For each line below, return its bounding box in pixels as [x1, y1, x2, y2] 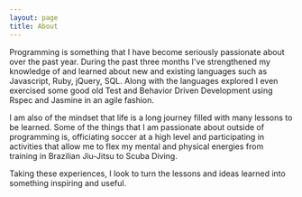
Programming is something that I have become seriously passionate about [9, 46, 286, 57]
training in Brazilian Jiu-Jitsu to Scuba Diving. [9, 150, 178, 161]
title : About [9, 22, 59, 31]
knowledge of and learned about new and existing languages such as [9, 65, 268, 77]
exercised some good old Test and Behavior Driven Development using [9, 85, 273, 96]
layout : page [9, 13, 59, 23]
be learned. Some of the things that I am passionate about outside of [9, 121, 264, 132]
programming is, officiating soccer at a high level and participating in [9, 131, 265, 142]
